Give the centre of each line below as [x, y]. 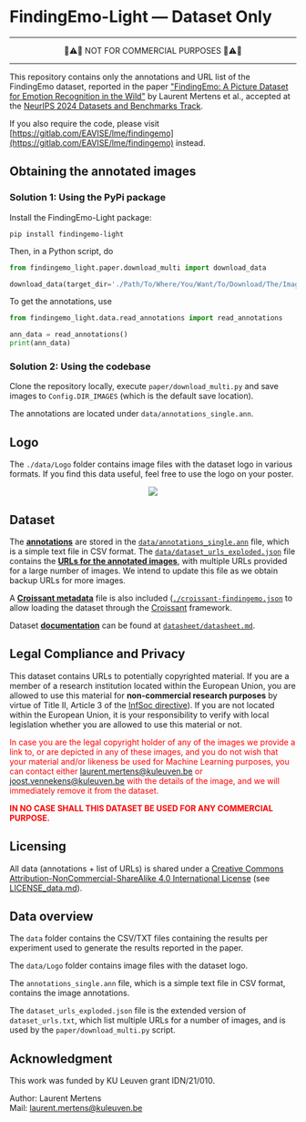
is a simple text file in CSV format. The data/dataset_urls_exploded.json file [153, 551]
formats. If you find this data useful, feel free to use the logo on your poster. [152, 474]
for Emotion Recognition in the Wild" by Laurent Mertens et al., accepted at [150, 96]
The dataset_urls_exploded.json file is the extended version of [128, 1011]
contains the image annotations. [70, 993]
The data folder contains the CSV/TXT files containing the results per [139, 938]
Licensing [38, 846]
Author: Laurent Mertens [56, 1098]
